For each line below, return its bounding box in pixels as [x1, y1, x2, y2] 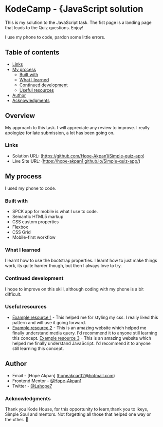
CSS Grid [12, 229, 31, 235]
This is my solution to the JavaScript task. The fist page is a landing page [5, 19, 152, 25]
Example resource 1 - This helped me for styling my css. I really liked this [12, 314, 158, 320]
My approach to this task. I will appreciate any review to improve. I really [5, 124, 150, 130]
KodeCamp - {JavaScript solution [5, 3, 144, 15]
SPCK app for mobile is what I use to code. [12, 208, 98, 214]
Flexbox [12, 224, 28, 230]
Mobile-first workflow [12, 234, 56, 240]
